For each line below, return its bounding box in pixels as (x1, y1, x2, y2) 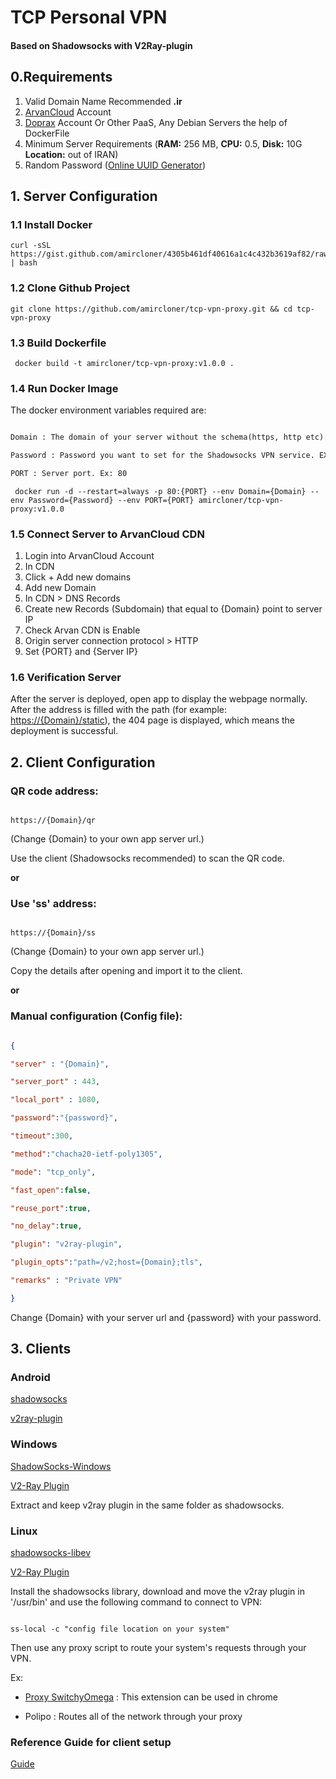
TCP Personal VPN (10, 6, 168, 29)
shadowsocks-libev (10, 1547, 92, 1559)
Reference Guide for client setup (10, 1736, 172, 1749)
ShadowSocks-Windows (10, 1460, 112, 1472)
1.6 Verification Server (10, 671, 122, 685)
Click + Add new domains (24, 571, 132, 583)
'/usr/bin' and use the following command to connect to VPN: (10, 1596, 263, 1608)
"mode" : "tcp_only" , (10, 1167, 97, 1177)
